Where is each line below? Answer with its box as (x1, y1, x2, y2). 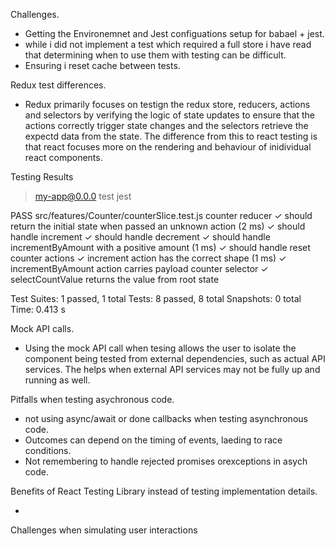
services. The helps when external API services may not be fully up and (24, 364, 321, 375)
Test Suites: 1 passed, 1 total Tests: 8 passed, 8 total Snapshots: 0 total (10, 293, 302, 304)
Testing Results (10, 171, 74, 183)
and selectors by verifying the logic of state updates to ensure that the (24, 109, 315, 121)
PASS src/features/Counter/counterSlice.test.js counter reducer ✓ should (10, 210, 313, 221)
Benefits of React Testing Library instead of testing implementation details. (10, 485, 318, 497)
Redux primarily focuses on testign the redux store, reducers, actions (24, 99, 311, 110)
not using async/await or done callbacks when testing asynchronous (24, 413, 308, 424)
